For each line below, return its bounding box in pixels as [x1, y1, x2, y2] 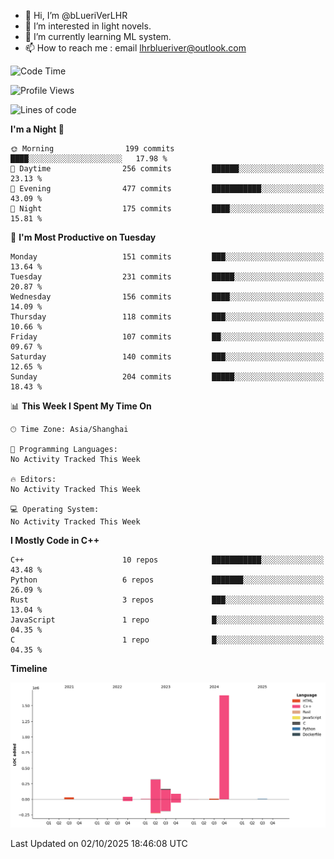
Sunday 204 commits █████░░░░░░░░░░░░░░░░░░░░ [10, 372, 325, 382]
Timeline [10, 663, 48, 674]
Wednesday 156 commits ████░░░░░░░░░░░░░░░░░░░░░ [10, 292, 325, 302]
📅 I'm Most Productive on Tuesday [10, 231, 157, 243]
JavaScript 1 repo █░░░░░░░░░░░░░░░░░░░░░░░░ [10, 615, 325, 625]
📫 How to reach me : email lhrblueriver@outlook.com [24, 42, 247, 54]
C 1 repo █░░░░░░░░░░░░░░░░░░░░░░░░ [10, 635, 325, 645]
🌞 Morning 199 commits [10, 144, 175, 154]
